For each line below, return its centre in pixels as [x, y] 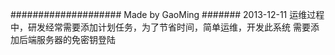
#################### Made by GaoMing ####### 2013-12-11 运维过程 [167, 14]
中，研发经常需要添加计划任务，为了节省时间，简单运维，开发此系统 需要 [160, 27]
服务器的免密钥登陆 [76, 39]
